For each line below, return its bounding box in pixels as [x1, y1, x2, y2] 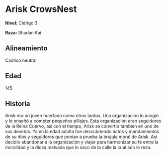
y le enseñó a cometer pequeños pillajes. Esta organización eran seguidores [5, 118, 162, 124]
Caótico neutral [5, 57, 37, 63]
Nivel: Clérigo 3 [5, 20, 38, 26]
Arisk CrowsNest [5, 3, 77, 15]
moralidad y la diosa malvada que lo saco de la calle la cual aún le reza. [5, 145, 152, 151]
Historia [5, 99, 31, 108]
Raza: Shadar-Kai [5, 29, 41, 35]
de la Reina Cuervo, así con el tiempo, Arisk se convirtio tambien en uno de [5, 123, 159, 129]
